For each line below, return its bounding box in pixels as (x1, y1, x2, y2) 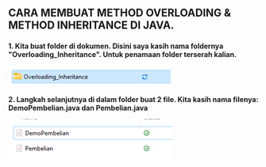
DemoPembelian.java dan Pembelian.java (8, 103, 148, 113)
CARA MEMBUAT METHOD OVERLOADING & (8, 6, 232, 20)
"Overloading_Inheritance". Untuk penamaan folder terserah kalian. (8, 50, 237, 59)
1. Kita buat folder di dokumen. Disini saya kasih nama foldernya (8, 41, 224, 51)
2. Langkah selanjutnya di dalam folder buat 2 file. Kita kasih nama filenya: (8, 95, 259, 104)
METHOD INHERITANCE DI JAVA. (8, 19, 175, 32)
